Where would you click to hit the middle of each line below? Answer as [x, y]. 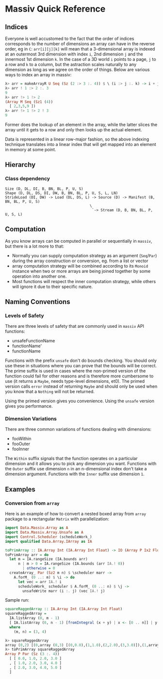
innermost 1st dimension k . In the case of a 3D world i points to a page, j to [81, 59]
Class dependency [27, 179]
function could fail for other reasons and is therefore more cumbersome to [79, 376]
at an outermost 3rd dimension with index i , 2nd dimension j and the [74, 54]
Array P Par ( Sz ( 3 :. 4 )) [32, 654]
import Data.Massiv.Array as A [37, 528]
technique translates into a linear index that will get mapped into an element [81, 144]
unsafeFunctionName [33, 341]
